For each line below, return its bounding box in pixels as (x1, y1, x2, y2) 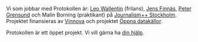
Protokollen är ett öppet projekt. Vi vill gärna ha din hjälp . (6, 29, 145, 36)
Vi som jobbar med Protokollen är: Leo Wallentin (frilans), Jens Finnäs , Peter (6, 5, 192, 12)
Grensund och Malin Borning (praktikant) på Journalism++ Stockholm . (6, 11, 177, 18)
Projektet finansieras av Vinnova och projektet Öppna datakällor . (6, 18, 163, 24)
